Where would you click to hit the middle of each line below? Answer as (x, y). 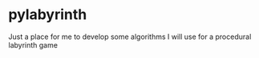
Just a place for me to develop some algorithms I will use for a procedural (130, 37)
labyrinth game (33, 44)
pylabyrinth (48, 15)
